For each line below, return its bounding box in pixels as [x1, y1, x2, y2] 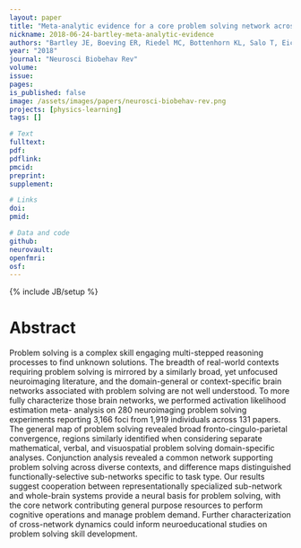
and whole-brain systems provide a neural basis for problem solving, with [9, 491, 280, 501]
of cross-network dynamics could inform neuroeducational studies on [9, 519, 268, 530]
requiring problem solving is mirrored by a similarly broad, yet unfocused [9, 367, 278, 378]
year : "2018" [9, 47, 58, 56]
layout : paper [9, 13, 63, 22]
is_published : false [9, 88, 87, 97]
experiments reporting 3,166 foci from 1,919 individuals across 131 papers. [9, 414, 281, 425]
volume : [9, 64, 39, 73]
